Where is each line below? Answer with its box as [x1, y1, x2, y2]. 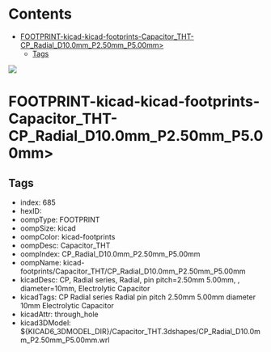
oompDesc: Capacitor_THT [19, 240, 111, 250]
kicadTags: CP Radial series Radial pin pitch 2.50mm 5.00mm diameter [19, 292, 256, 302]
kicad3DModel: [19, 317, 71, 328]
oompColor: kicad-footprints [19, 231, 116, 241]
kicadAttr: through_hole [19, 309, 99, 319]
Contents [8, 5, 73, 23]
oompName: [19, 257, 62, 267]
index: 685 [19, 197, 57, 207]
